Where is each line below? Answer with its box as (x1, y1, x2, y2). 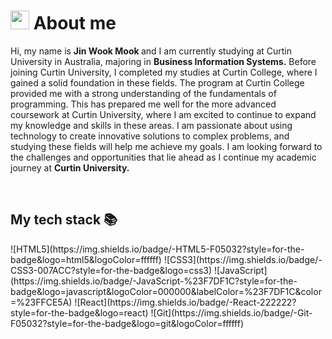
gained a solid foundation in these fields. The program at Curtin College (10, 76, 305, 89)
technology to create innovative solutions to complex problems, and (10, 130, 290, 142)
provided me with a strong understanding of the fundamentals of (10, 87, 277, 99)
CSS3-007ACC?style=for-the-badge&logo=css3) (10, 264, 213, 276)
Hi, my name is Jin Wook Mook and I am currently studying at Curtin (10, 45, 292, 57)
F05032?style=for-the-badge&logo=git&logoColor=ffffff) (10, 317, 245, 329)
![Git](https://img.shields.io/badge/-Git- (150, 306, 313, 319)
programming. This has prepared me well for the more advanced (10, 98, 277, 110)
